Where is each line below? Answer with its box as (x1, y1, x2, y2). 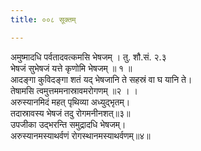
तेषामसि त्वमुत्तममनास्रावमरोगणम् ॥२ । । (10, 84, 138, 96)
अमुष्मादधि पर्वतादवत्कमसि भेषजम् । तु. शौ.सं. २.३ (10, 51, 167, 63)
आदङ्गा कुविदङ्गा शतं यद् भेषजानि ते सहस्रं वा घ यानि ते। (10, 73, 193, 85)
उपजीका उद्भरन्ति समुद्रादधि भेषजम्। (10, 118, 127, 130)
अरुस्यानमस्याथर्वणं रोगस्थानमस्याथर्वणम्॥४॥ (10, 129, 151, 141)
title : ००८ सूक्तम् (10, 14, 77, 25)
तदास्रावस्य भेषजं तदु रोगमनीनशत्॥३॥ (10, 107, 131, 119)
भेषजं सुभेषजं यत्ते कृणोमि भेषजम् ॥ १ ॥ (10, 62, 133, 74)
